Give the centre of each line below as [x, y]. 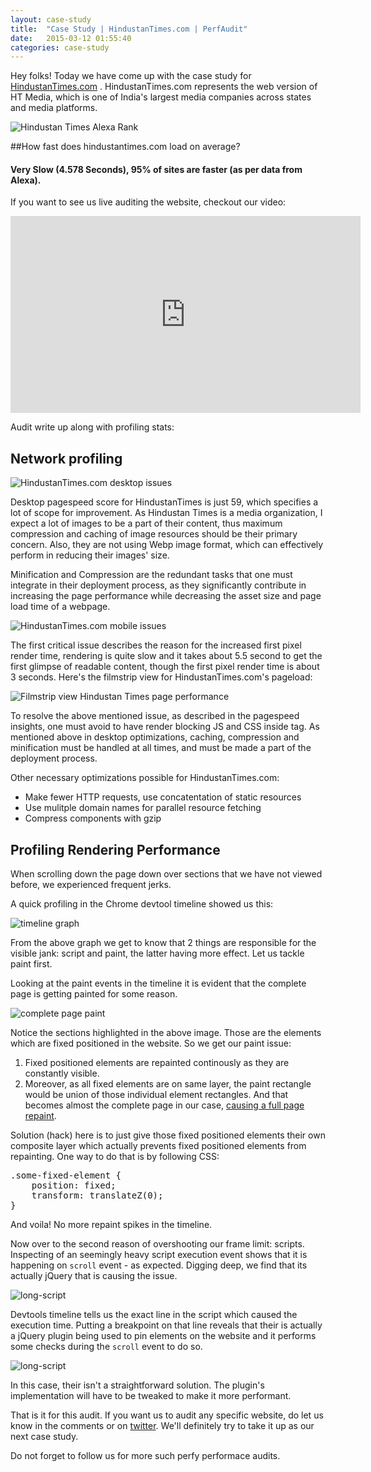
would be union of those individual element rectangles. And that [156, 1095]
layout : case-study [51, 19]
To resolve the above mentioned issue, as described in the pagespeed [155, 716]
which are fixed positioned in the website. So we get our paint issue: [151, 1043]
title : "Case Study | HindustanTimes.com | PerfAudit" [129, 29]
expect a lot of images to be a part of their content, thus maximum [146, 523]
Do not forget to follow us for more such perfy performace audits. [145, 1456]
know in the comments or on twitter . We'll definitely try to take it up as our [162, 1426]
